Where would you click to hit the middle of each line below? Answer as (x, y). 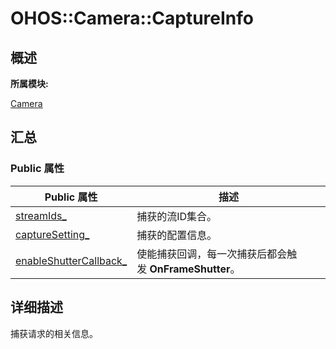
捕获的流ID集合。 (177, 216)
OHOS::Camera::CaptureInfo (132, 18)
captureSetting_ (52, 234)
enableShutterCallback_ (71, 260)
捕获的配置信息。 (177, 235)
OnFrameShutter (190, 269)
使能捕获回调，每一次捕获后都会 (212, 254)
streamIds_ (41, 215)
